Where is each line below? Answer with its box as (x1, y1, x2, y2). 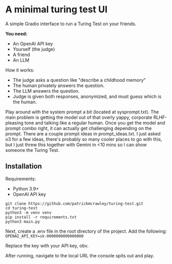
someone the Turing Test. (5, 147, 60, 153)
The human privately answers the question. (12, 82, 105, 89)
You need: (5, 30, 28, 37)
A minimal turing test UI (5, 4, 108, 15)
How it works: (5, 67, 35, 73)
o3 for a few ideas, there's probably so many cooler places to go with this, (5, 136, 163, 142)
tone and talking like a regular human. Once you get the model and (24, 119, 165, 126)
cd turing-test (5, 205, 38, 210)
